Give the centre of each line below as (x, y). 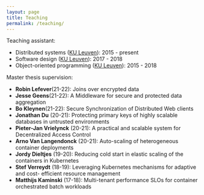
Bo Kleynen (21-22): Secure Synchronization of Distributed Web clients (104, 109)
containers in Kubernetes (47, 161)
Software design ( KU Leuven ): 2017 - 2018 (69, 59)
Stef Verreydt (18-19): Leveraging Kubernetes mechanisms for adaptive (106, 167)
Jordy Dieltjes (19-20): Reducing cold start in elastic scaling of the (99, 154)
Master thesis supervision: (40, 78)
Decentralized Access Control (53, 134)
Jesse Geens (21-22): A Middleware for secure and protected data (99, 96)
